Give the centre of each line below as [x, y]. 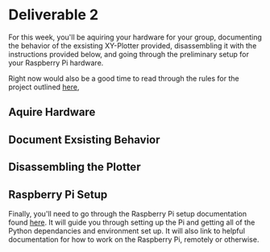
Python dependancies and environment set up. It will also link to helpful [127, 230]
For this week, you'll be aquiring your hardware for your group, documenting [135, 37]
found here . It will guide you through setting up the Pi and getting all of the [132, 222]
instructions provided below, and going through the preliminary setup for [129, 54]
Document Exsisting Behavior [84, 140]
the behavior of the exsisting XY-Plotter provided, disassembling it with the [133, 45]
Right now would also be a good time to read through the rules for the [124, 78]
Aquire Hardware [52, 112]
